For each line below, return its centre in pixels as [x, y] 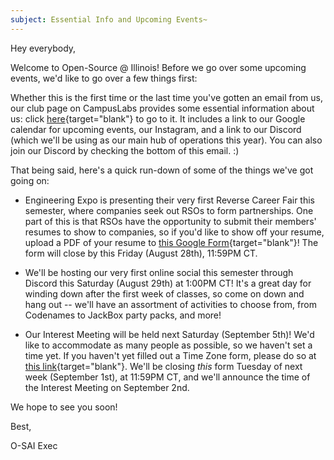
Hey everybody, [43, 48]
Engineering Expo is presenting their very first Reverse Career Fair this [169, 200]
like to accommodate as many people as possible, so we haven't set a [168, 345]
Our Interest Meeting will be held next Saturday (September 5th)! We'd [169, 334]
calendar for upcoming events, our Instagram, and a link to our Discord [156, 129]
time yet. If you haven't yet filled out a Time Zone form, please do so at [170, 355]
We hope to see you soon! [64, 407]
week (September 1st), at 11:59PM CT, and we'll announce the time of [167, 377]
